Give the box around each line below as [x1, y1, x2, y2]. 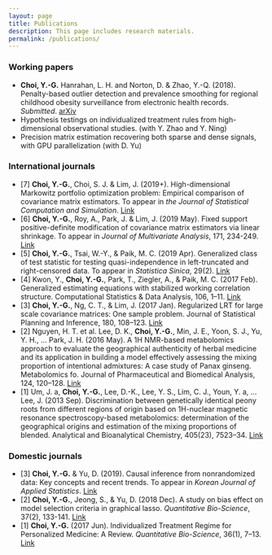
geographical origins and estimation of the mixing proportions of [20, 421, 237, 431]
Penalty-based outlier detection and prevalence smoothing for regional [20, 89, 258, 98]
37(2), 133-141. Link [20, 512, 86, 522]
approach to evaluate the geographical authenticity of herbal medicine [20, 343, 257, 353]
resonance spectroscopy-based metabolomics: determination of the [20, 413, 250, 422]
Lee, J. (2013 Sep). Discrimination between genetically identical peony [20, 395, 257, 405]
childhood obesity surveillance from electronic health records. [20, 97, 230, 107]
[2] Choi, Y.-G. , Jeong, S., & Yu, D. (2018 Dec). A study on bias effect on [20, 495, 264, 505]
